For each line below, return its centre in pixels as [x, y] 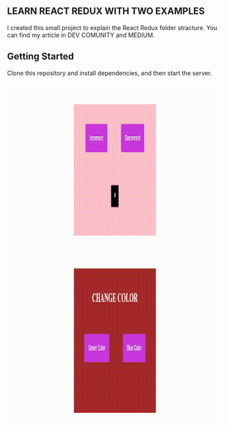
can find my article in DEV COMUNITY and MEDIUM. [81, 35]
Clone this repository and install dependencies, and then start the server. [110, 73]
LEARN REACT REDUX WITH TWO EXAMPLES [106, 11]
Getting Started [41, 56]
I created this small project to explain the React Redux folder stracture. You [112, 27]
